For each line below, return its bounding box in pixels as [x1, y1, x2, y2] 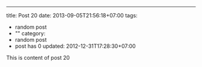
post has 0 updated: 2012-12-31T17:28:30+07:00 [14, 42, 136, 50]
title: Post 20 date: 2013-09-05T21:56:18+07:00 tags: [6, 12, 138, 19]
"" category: [14, 30, 46, 36]
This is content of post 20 [6, 54, 70, 61]
